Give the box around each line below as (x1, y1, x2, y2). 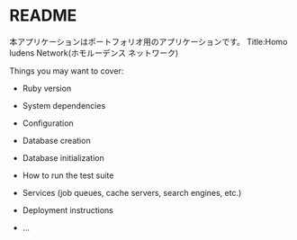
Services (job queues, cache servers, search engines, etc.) (22, 187, 242, 198)
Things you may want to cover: (9, 65, 124, 76)
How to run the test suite (22, 170, 114, 181)
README (9, 5, 77, 26)
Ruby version (22, 83, 72, 93)
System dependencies (22, 100, 106, 111)
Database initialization (22, 152, 105, 163)
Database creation (22, 135, 92, 146)
